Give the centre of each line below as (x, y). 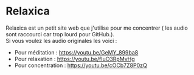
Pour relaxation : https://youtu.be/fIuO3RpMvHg (74, 59)
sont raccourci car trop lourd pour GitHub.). (60, 34)
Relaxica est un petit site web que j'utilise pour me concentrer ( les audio (97, 28)
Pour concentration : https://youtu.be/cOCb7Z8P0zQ (81, 65)
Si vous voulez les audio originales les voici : (61, 41)
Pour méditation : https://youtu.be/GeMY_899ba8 (76, 52)
